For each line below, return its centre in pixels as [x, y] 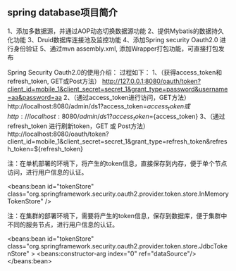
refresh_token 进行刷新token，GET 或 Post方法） [78, 126]
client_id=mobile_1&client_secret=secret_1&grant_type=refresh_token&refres [117, 141]
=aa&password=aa [35, 97]
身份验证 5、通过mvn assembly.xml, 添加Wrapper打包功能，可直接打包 [116, 49]
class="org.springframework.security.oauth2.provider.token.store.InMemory [118, 194]
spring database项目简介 [62, 13]
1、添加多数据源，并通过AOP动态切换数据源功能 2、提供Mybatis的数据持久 [116, 31]
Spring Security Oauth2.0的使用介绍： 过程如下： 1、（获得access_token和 [115, 72]
